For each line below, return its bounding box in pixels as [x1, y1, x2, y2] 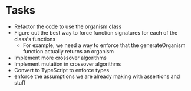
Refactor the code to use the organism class [14, 23, 122, 30]
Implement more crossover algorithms [14, 54, 107, 61]
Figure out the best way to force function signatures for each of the [14, 29, 178, 36]
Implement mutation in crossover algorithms [14, 60, 121, 68]
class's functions [14, 35, 56, 42]
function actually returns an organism [22, 48, 114, 55]
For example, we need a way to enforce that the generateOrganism [22, 42, 186, 49]
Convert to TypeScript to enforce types [14, 66, 110, 73]
